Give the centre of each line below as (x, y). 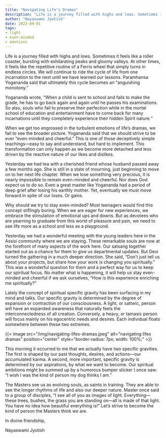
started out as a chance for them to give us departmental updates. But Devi (82, 251)
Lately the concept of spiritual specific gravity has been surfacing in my (78, 292)
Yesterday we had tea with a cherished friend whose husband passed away (82, 164)
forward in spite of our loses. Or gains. (44, 195)
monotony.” (17, 88)
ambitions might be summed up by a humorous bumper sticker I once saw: (81, 370)
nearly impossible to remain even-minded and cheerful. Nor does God (76, 179)
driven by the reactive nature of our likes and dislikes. (60, 154)
